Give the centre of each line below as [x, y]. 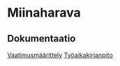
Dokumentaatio [42, 39]
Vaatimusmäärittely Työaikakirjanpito [60, 55]
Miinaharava [44, 13]
